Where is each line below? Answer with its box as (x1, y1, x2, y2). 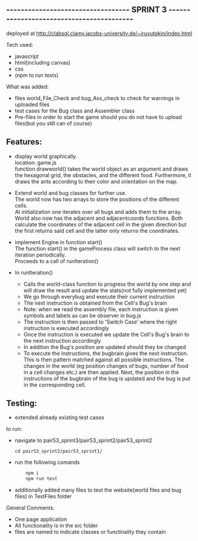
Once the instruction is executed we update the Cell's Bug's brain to (23, 331, 190, 338)
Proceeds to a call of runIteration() (14, 257, 99, 264)
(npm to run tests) (14, 71, 59, 79)
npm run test (25, 476, 58, 482)
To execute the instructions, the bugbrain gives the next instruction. (23, 350, 189, 357)
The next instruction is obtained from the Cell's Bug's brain (23, 299, 167, 306)
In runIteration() (14, 269, 53, 276)
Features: (6, 137, 43, 147)
